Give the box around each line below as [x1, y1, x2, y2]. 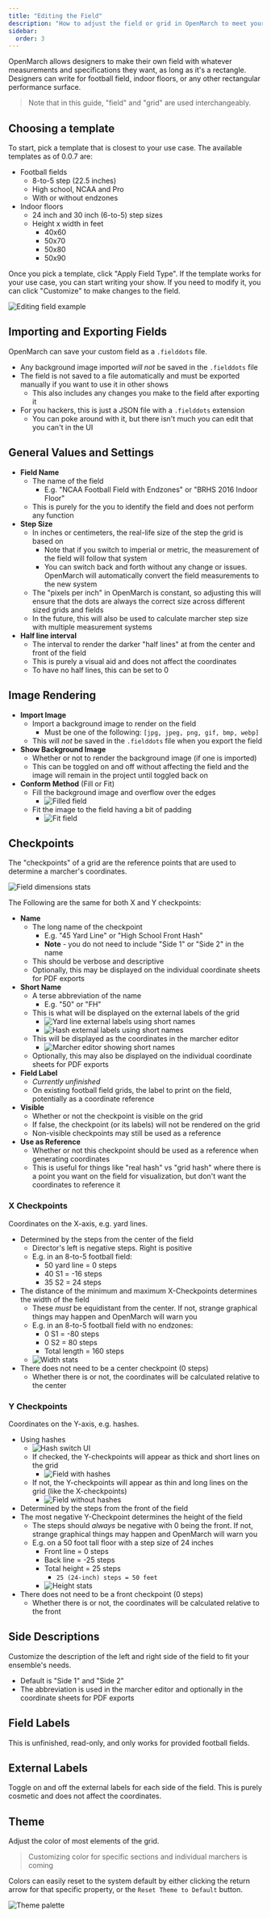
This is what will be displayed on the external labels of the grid [31, 1008, 240, 1018]
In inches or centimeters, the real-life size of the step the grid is [31, 527, 244, 537]
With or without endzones [31, 193, 119, 203]
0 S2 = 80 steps [44, 1337, 98, 1347]
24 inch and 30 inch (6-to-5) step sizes [31, 210, 163, 220]
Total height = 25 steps [44, 1563, 121, 1573]
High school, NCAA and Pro [31, 184, 124, 194]
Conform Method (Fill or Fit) [19, 778, 115, 789]
